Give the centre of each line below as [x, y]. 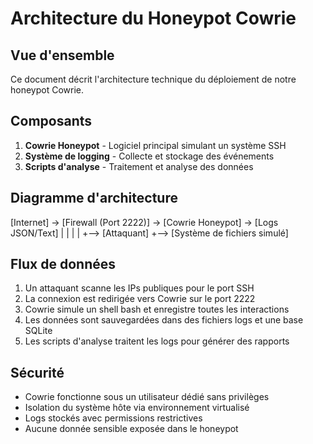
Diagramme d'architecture [94, 198]
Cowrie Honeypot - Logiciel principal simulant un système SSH [155, 145]
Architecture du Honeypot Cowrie [153, 18]
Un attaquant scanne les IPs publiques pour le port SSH [139, 288]
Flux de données [63, 264]
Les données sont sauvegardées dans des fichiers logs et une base [164, 320]
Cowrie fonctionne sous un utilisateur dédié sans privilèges [147, 397]
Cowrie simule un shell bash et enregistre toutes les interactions [157, 309]
